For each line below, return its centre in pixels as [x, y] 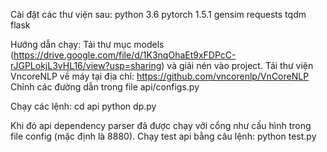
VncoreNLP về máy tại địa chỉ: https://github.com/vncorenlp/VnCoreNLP [160, 76]
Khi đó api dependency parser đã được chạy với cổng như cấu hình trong [161, 125]
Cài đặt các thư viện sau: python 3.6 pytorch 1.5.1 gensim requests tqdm [158, 14]
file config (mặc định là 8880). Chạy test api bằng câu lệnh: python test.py [163, 136]
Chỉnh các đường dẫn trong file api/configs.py [105, 87]
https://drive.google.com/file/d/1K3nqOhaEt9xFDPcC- [125, 55]
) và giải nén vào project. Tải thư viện [237, 65]
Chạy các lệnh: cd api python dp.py [83, 106]
